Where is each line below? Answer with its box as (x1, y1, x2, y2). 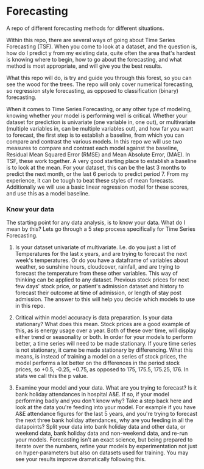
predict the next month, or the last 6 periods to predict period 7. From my (6, 170, 189, 178)
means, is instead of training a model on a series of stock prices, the (15, 353, 187, 360)
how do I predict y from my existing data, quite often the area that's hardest (6, 49, 196, 56)
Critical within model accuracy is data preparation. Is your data (15, 314, 173, 321)
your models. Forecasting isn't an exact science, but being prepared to (15, 436, 193, 443)
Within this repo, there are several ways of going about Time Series (6, 36, 175, 43)
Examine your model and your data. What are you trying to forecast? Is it (15, 384, 197, 391)
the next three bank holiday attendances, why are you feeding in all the (15, 416, 194, 424)
